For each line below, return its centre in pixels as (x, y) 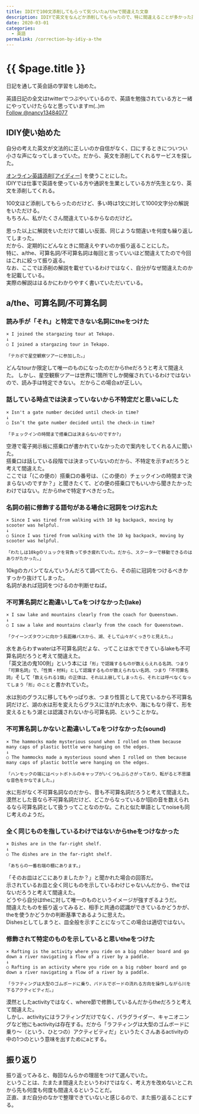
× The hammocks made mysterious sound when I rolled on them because (94, 741)
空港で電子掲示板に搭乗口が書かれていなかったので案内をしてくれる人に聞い (99, 446)
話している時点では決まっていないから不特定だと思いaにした (92, 400)
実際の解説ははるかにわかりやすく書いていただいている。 (76, 282)
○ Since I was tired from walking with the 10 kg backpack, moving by (95, 536)
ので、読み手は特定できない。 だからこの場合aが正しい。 (76, 383)
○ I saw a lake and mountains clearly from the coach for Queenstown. (95, 625)
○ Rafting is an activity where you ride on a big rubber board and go (96, 967)
